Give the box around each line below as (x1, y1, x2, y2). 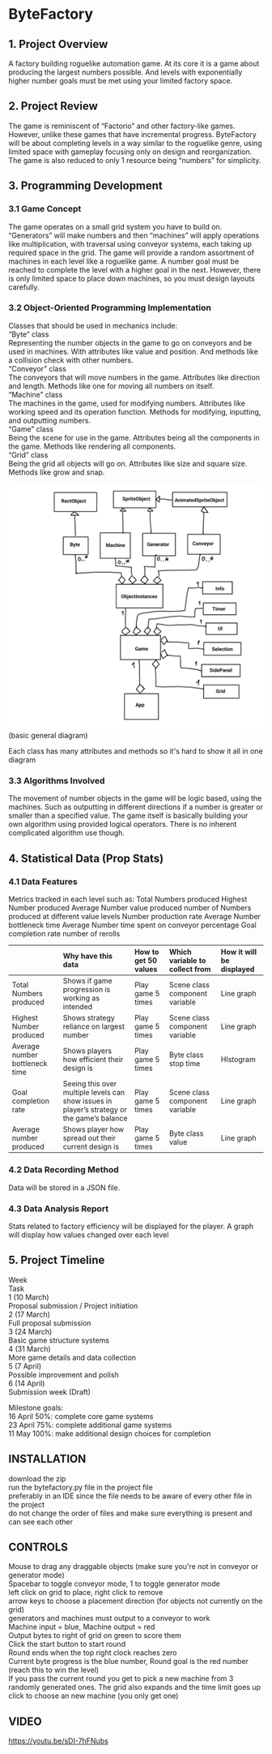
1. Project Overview (8, 37, 108, 51)
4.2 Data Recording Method (8, 1164, 119, 1176)
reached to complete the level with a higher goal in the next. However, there (8, 264, 261, 274)
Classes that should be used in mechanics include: (8, 320, 178, 330)
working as (62, 993, 100, 1003)
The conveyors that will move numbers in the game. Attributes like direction (8, 372, 261, 382)
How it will (220, 947, 257, 957)
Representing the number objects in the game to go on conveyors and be (8, 337, 253, 347)
